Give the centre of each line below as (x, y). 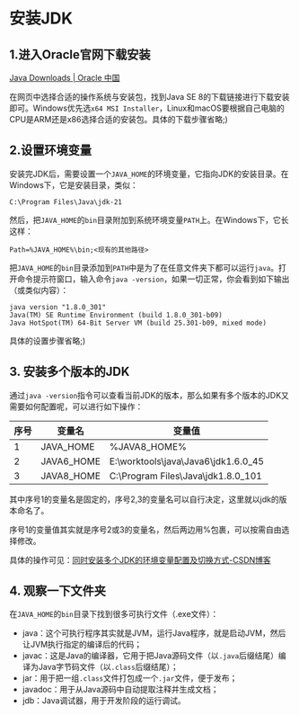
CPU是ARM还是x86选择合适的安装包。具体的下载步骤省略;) (119, 119)
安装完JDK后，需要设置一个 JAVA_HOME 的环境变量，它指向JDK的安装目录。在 (149, 174)
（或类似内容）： (39, 290)
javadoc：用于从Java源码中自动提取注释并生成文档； (120, 690)
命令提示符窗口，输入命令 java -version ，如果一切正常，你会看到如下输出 (153, 279)
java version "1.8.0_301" (57, 307)
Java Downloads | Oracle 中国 (65, 78)
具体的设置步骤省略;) (48, 340)
